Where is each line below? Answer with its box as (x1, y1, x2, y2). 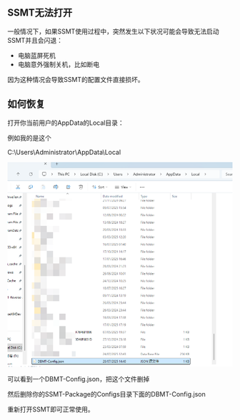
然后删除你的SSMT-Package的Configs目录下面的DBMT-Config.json (7, 390, 206, 399)
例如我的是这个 (7, 133, 51, 142)
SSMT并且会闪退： (7, 36, 63, 44)
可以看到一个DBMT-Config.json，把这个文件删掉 (7, 375, 150, 384)
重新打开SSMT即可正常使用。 (7, 405, 94, 414)
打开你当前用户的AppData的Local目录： (7, 118, 124, 127)
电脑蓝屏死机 (17, 51, 56, 59)
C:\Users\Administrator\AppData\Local (7, 148, 121, 156)
